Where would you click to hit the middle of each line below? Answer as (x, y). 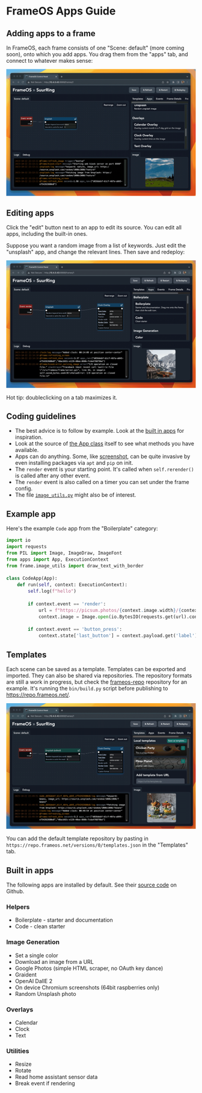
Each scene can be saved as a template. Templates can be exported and (96, 669)
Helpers (18, 907)
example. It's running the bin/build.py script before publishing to (87, 689)
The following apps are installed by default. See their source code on (92, 885)
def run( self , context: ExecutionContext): (72, 585)
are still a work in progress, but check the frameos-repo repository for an (97, 682)
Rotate (23, 1071)
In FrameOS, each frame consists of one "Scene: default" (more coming (95, 48)
